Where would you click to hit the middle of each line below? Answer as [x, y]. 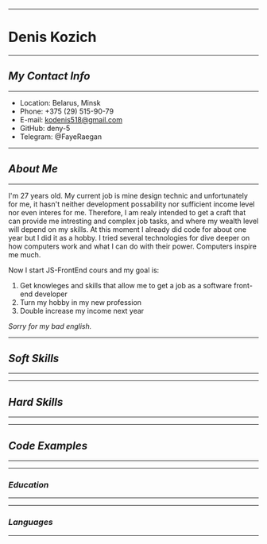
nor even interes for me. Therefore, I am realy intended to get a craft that [127, 212]
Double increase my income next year [82, 311]
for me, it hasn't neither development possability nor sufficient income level [132, 204]
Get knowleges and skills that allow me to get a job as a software [126, 285]
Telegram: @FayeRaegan [60, 137]
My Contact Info [49, 76]
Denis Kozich [52, 37]
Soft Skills [34, 358]
